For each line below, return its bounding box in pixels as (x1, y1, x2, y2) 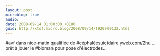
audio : (5, 17, 19, 22)
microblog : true (5, 12, 39, 17)
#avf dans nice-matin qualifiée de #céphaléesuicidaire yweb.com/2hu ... (5, 40, 156, 46)
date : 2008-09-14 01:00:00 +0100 (5, 21, 76, 27)
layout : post (5, 7, 33, 13)
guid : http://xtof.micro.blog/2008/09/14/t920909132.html (5, 26, 130, 31)
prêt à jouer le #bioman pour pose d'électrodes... (5, 45, 107, 51)
